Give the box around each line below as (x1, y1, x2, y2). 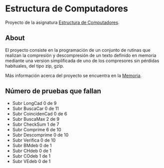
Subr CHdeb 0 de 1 (12, 148, 51, 154)
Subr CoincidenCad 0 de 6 (12, 110, 67, 117)
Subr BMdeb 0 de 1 (12, 142, 52, 148)
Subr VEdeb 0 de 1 (12, 158, 51, 164)
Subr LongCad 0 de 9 (12, 100, 57, 106)
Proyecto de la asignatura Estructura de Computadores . (5, 19, 120, 25)
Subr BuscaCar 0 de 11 (12, 105, 59, 111)
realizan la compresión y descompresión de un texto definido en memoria (5, 52, 157, 58)
